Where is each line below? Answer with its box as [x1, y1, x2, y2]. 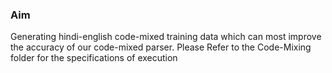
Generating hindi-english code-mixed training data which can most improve [10, 31, 322, 43]
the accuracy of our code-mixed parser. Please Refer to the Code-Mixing [10, 41, 312, 53]
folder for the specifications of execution [10, 52, 178, 64]
